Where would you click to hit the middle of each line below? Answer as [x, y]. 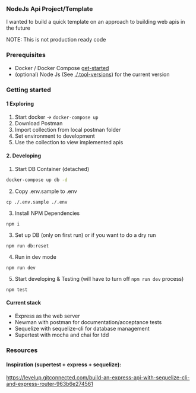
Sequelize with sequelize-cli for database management [82, 329]
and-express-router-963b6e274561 [50, 384]
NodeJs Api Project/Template [50, 9]
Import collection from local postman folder [68, 129]
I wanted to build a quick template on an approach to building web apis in [96, 22]
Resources [22, 350]
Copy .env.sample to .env [46, 191]
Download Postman [39, 123]
